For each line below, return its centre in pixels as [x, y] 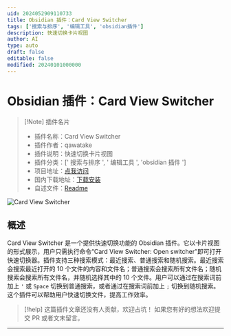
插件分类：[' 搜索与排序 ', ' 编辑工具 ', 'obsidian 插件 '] [110, 162]
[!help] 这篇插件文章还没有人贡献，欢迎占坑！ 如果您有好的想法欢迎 [119, 309]
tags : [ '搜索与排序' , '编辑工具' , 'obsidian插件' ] [76, 26]
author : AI [23, 39]
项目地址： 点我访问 [62, 170]
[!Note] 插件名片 [47, 121]
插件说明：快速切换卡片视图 [74, 153]
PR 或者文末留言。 [58, 318]
